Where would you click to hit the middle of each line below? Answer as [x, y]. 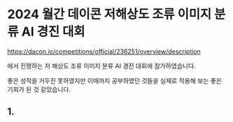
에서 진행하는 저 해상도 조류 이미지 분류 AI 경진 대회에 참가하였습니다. [101, 66]
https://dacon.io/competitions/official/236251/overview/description [104, 51]
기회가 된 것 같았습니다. [39, 89]
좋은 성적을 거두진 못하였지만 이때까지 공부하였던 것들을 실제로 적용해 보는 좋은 [115, 80]
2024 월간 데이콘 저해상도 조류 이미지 [110, 14]
